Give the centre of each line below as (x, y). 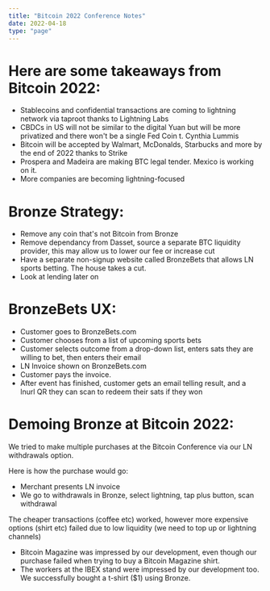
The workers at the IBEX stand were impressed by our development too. (139, 569)
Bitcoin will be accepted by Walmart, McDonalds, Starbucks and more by (141, 145)
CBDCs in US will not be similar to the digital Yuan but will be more (130, 128)
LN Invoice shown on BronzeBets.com (83, 366)
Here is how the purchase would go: (69, 471)
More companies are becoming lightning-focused (102, 179)
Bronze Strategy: (66, 212)
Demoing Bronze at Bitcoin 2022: (121, 424)
